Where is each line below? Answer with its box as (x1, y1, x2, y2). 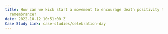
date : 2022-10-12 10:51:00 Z (5, 16, 66, 21)
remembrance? (9, 12, 37, 17)
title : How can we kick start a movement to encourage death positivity (5, 7, 160, 12)
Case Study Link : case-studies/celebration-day (5, 21, 106, 26)
